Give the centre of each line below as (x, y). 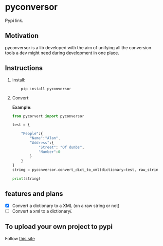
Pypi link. (14, 20)
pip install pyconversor (46, 89)
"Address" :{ (42, 143)
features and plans (34, 194)
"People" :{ (32, 134)
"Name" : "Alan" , (45, 138)
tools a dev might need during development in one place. (62, 53)
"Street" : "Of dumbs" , (61, 147)
